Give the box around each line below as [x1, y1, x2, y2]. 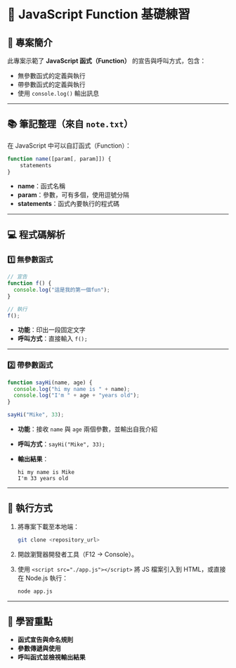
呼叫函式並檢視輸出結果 [17, 653, 86, 662]
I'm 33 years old [17, 475, 69, 482]
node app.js [17, 588, 53, 595]
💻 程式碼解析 [7, 229, 65, 240]
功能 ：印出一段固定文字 [17, 326, 86, 334]
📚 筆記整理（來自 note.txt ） [7, 118, 133, 130]
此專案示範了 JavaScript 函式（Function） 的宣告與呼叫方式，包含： [7, 57, 206, 65]
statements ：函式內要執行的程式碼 [17, 200, 119, 208]
